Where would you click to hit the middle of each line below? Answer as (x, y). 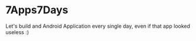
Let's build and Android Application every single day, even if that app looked (98, 26)
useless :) (17, 32)
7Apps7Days (37, 10)
